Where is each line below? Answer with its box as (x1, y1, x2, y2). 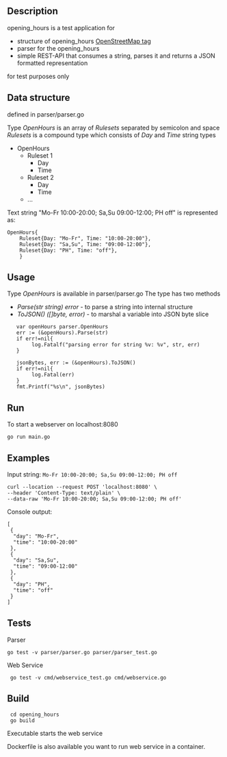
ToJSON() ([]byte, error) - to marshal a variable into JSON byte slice (16, 310, 209, 318)
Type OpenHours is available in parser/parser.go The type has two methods (7, 289, 221, 298)
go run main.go (7, 433, 51, 441)
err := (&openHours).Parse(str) (16, 329, 109, 337)
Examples (7, 452, 50, 464)
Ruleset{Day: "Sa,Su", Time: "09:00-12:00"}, (19, 241, 152, 248)
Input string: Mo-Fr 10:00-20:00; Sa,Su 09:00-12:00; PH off (7, 470, 178, 479)
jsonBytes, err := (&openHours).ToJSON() (16, 359, 136, 366)
